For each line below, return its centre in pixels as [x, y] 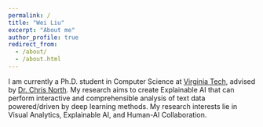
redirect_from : [33, 45]
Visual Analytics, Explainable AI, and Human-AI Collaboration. [108, 114]
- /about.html [38, 60]
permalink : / [29, 15]
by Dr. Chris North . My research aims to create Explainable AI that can [121, 89]
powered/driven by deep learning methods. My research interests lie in [123, 106]
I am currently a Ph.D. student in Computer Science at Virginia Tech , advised [132, 81]
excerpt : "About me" [42, 30]
